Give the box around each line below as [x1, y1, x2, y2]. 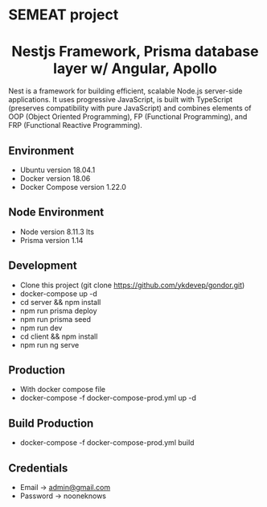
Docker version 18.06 [19, 173, 91, 183]
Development [8, 259, 78, 273]
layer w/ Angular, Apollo [53, 60, 217, 78]
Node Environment [8, 205, 105, 219]
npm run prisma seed [19, 314, 91, 324]
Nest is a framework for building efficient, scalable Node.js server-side [8, 86, 243, 96]
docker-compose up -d [19, 288, 98, 299]
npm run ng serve [19, 340, 80, 349]
